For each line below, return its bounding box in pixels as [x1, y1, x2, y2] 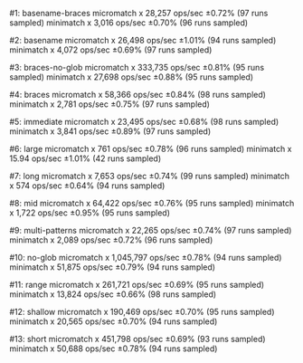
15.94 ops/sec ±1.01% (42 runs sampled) [9, 153, 162, 164]
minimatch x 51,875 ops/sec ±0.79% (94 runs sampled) [9, 262, 215, 272]
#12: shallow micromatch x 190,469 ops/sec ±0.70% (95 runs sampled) [9, 307, 275, 317]
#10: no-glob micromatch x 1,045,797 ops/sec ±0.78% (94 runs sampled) [9, 253, 282, 263]
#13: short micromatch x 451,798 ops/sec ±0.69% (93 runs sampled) [9, 334, 266, 344]
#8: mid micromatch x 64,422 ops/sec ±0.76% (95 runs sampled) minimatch [9, 198, 295, 208]
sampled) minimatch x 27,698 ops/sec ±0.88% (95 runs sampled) [9, 72, 254, 82]
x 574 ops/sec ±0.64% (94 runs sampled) [9, 180, 166, 191]
